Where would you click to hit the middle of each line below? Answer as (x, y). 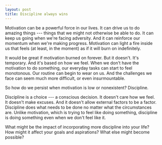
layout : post (18, 9)
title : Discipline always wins (37, 14)
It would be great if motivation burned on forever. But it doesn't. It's (72, 58)
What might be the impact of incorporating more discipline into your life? (77, 127)
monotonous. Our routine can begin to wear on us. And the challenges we (79, 73)
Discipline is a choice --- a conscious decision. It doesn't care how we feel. (80, 97)
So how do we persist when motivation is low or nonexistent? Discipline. (77, 87)
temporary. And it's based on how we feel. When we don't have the (72, 63)
